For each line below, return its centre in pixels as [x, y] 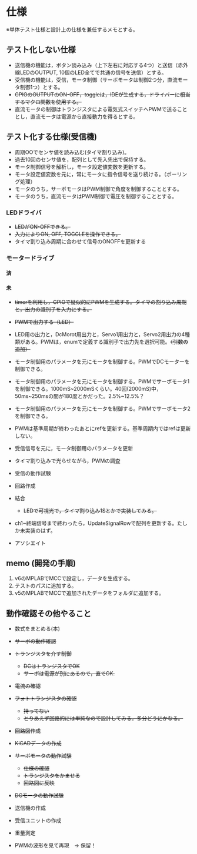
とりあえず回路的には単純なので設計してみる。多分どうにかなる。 [103, 718]
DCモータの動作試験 [39, 796]
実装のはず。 [40, 530]
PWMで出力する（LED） [44, 321]
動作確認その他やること [49, 613]
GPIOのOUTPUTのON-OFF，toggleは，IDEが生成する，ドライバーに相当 [102, 94]
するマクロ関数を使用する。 [48, 102]
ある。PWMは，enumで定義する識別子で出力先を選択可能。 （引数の [107, 341]
